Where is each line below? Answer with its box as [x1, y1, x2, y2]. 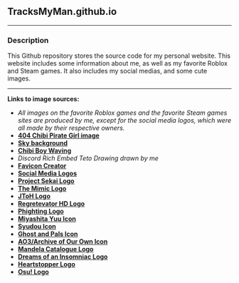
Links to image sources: [7, 95, 80, 103]
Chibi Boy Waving [17, 146, 72, 155]
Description [7, 35, 49, 45]
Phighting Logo [17, 207, 64, 216]
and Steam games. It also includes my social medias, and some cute [7, 67, 208, 76]
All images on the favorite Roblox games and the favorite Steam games [17, 108, 228, 117]
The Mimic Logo [17, 185, 67, 193]
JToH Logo [17, 192, 51, 200]
